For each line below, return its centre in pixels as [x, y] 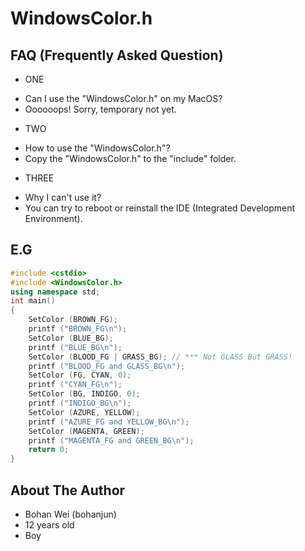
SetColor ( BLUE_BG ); [71, 338]
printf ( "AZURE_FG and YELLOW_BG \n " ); [109, 422]
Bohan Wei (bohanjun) [70, 514]
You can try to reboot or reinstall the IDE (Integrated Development [159, 208]
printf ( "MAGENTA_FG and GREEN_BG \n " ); [111, 440]
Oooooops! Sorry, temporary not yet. [100, 109]
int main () [33, 301]
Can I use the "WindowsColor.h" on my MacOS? [123, 98]
